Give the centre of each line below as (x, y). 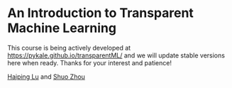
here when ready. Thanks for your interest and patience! (90, 62)
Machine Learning (62, 28)
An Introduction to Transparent (100, 13)
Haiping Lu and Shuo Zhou (46, 77)
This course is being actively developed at (69, 48)
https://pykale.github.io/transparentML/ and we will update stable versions (116, 55)
